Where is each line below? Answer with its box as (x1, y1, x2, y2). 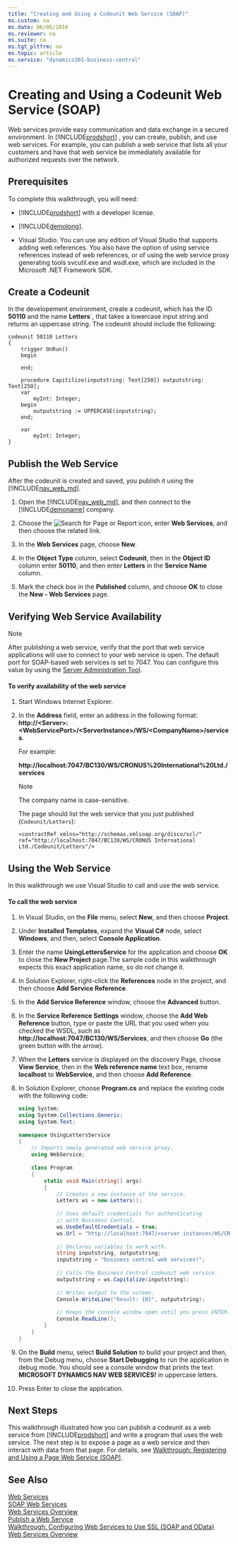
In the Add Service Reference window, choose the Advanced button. (18, 998, 221, 1006)
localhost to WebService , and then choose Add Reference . (18, 1070, 194, 1079)
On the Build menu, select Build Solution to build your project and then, (18, 1348, 227, 1356)
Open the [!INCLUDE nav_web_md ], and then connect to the (18, 498, 191, 506)
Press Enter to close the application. (18, 1384, 124, 1392)
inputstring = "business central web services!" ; (56, 1256, 206, 1264)
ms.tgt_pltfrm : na (8, 43, 62, 50)
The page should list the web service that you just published (18, 810, 194, 818)
